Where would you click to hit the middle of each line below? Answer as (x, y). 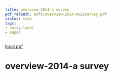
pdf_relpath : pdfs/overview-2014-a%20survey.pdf (56, 14)
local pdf (14, 46)
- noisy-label (20, 28)
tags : (11, 23)
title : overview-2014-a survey (37, 10)
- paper (13, 32)
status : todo (19, 19)
